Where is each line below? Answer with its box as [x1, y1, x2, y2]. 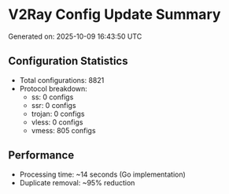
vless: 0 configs [31, 117, 83, 127]
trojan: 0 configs [31, 109, 85, 118]
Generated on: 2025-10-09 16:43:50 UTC [8, 32, 142, 41]
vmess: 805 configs [31, 125, 96, 135]
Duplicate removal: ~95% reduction [19, 177, 135, 187]
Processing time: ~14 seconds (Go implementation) [19, 170, 187, 179]
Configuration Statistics [8, 54, 128, 68]
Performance [8, 148, 75, 162]
